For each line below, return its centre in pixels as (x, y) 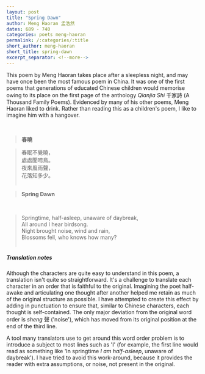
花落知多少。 (37, 175)
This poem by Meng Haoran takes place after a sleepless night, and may (97, 75)
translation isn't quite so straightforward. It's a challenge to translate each (99, 279)
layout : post (23, 12)
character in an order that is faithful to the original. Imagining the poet (94, 286)
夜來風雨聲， (37, 167)
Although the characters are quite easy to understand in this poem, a (93, 273)
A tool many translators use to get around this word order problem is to (95, 338)
